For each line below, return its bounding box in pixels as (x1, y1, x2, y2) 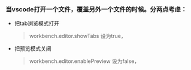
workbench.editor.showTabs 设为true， (29, 33, 126, 40)
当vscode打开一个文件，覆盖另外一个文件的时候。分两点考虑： (5, 5, 187, 13)
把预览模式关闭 (14, 45, 51, 52)
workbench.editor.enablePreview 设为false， (29, 58, 140, 65)
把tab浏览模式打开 (14, 20, 59, 27)
